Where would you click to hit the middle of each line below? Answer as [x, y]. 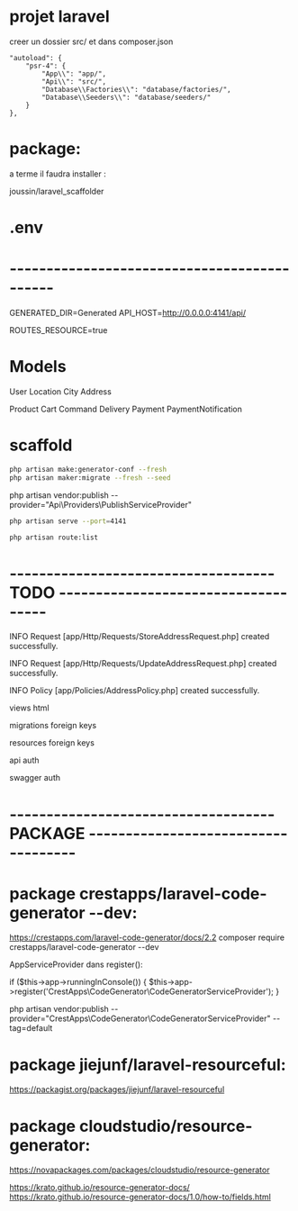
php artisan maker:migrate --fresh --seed [90, 478]
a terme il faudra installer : [58, 174]
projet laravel [59, 17]
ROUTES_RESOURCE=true [59, 330]
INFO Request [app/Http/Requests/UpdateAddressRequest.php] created [143, 664]
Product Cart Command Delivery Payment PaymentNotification [126, 409]
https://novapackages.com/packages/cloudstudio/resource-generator [140, 1170]
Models [38, 367]
